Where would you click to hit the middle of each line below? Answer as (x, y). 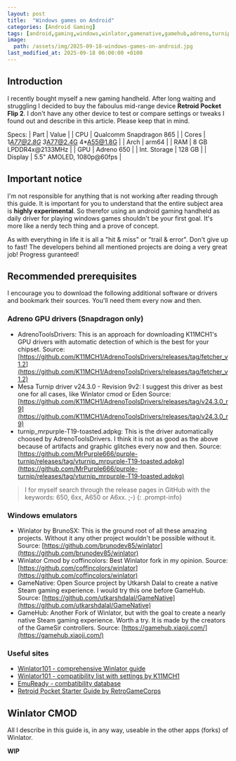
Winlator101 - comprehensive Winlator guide (81, 669)
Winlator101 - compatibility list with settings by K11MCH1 (99, 676)
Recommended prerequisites (72, 276)
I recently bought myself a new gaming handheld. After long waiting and (112, 98)
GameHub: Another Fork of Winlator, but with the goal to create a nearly (122, 613)
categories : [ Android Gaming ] (52, 27)
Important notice (45, 179)
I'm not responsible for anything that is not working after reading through (113, 196)
